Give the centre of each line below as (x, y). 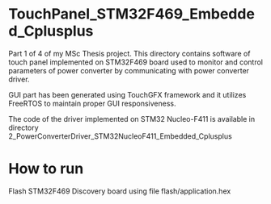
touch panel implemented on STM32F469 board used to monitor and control (135, 62)
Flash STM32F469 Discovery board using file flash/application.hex (120, 191)
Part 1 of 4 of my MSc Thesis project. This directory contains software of (129, 53)
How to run (46, 169)
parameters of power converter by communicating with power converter (129, 70)
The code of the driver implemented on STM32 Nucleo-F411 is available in (132, 119)
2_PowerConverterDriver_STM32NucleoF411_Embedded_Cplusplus (120, 136)
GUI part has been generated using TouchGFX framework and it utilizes (127, 94)
